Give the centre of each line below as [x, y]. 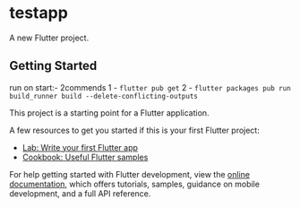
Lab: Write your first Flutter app [80, 147]
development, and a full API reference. [80, 193]
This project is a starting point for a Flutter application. [109, 113]
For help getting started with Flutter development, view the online [130, 174]
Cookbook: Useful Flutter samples [85, 157]
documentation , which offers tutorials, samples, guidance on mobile [134, 184]
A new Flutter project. [49, 38]
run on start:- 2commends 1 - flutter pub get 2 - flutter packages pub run [150, 87]
